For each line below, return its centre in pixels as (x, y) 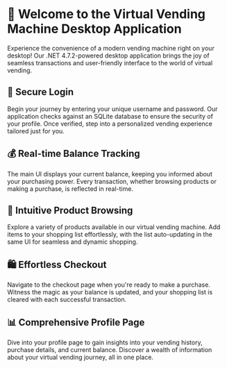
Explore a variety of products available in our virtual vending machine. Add (114, 227)
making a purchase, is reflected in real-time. (70, 189)
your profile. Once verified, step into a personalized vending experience (110, 124)
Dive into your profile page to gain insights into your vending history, (105, 342)
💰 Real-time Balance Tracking (74, 154)
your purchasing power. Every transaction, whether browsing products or (112, 181)
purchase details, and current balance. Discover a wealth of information (110, 350)
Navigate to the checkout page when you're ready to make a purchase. (109, 285)
